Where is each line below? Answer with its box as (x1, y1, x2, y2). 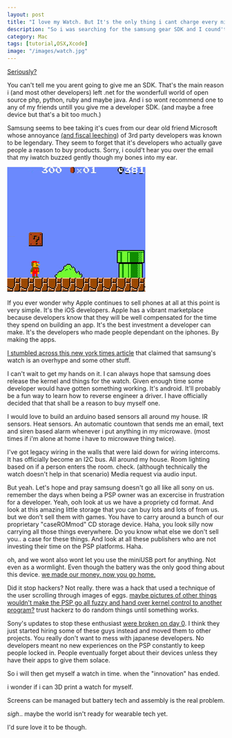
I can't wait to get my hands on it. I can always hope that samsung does (7, 370, 211, 377)
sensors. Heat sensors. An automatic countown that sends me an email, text (7, 420, 224, 428)
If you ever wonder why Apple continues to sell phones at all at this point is (7, 298, 220, 307)
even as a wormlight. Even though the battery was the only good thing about (7, 563, 225, 571)
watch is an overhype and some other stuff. (7, 357, 131, 364)
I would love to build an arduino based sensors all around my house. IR (7, 413, 209, 420)
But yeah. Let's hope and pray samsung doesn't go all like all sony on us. (7, 483, 215, 492)
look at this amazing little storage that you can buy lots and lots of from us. (7, 505, 220, 514)
